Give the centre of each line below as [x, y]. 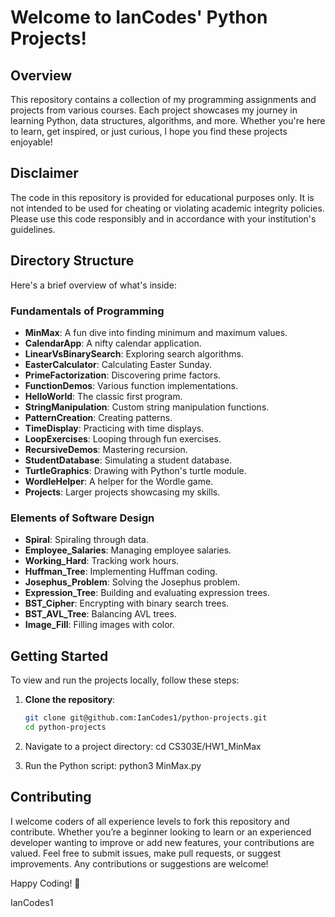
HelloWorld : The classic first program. [103, 396]
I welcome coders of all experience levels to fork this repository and [150, 821]
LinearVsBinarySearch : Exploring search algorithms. [134, 353]
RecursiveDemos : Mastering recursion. [106, 449]
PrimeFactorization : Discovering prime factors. [122, 375]
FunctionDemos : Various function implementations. [131, 385]
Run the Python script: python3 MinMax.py [113, 765]
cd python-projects [65, 727]
